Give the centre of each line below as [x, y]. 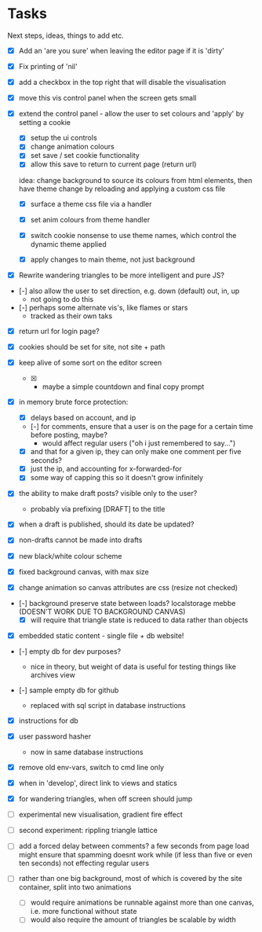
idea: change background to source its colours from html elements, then [135, 180]
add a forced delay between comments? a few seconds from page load [134, 846]
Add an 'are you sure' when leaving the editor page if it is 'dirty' [122, 50]
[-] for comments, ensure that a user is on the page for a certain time [142, 427]
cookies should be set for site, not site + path [92, 347]
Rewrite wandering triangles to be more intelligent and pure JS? [122, 275]
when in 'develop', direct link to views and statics [98, 783]
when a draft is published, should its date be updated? [106, 524]
